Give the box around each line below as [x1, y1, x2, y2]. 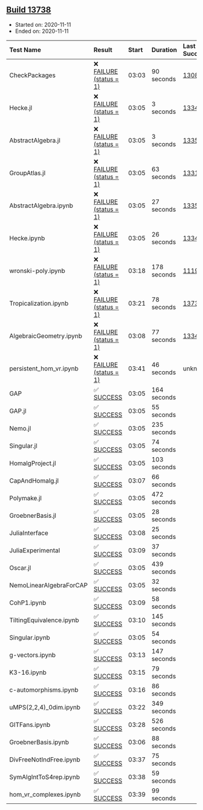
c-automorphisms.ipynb [9, 685, 79, 694]
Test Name [9, 45, 41, 54]
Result [93, 45, 113, 54]
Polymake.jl [9, 494, 42, 502]
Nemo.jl [9, 424, 31, 432]
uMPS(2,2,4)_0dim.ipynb [9, 703, 80, 711]
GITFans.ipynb [9, 720, 51, 729]
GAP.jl [9, 406, 27, 415]
